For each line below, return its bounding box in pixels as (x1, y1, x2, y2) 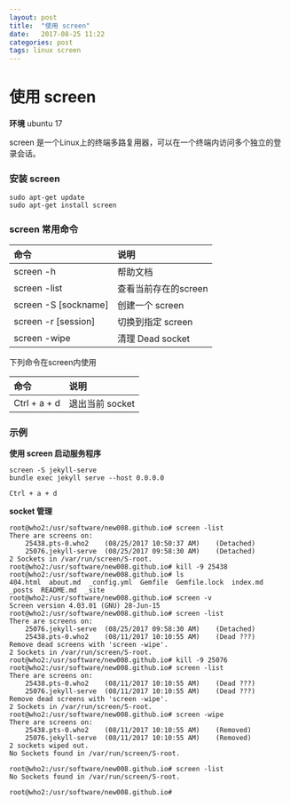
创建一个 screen (116, 299, 184, 311)
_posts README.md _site (9, 586, 105, 595)
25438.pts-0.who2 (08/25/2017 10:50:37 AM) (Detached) (25, 539, 255, 547)
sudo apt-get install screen (9, 201, 117, 210)
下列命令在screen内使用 (9, 356, 98, 367)
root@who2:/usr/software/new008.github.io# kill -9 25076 (9, 655, 228, 665)
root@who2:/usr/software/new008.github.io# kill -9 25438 (9, 562, 228, 571)
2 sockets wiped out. (9, 741, 90, 750)
